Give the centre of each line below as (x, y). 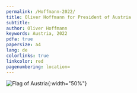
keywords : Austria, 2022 (37, 34)
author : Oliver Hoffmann (37, 28)
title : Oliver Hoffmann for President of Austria (69, 17)
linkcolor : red (25, 61)
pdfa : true (20, 39)
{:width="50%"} (67, 84)
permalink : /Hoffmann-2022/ (41, 12)
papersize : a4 (24, 45)
